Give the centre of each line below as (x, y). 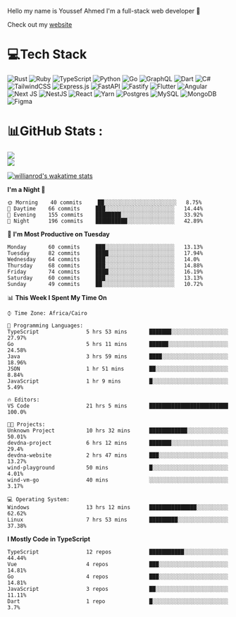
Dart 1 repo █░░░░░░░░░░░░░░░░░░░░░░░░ (118, 601)
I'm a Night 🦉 (26, 189)
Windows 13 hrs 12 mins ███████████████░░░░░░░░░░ (118, 507)
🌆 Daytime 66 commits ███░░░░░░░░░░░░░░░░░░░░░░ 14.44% (105, 208)
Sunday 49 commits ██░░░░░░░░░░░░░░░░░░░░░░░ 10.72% (105, 284)
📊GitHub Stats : (55, 131)
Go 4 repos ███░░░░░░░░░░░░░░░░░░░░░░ (118, 576)
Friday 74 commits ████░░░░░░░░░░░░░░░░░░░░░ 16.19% (105, 272)
